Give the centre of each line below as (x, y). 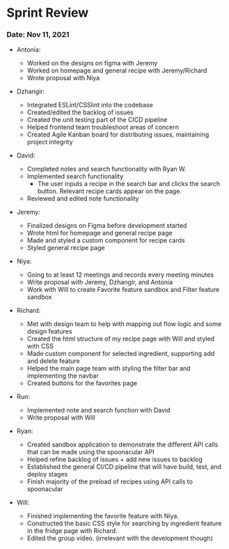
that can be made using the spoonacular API (90, 452)
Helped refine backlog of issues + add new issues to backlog (115, 459)
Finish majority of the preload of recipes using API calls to (110, 481)
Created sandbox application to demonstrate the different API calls (123, 444)
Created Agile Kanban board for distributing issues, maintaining (118, 134)
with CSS (40, 346)
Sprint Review (48, 13)
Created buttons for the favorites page (82, 383)
